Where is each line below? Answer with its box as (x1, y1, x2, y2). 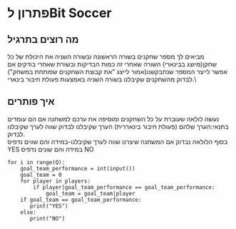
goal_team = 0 (20, 171, 62, 178)
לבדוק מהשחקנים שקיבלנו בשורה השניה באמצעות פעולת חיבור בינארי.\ (7, 75, 197, 83)
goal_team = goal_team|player (45, 190, 135, 197)
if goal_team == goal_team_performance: (20, 196, 142, 203)
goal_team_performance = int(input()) (20, 165, 135, 172)
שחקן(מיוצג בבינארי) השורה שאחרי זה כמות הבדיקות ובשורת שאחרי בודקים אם (7, 60, 217, 68)
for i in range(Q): (7, 158, 66, 166)
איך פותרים (7, 96, 55, 108)
